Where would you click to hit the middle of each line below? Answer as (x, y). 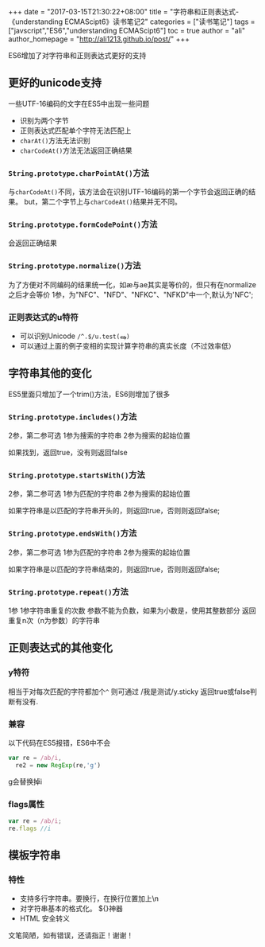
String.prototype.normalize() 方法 (75, 266)
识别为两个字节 (44, 120)
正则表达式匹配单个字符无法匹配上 (75, 131)
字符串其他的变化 (50, 374)
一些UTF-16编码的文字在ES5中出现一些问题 (79, 103)
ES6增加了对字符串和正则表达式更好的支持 (77, 55)
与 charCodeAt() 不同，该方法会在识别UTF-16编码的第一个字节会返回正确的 (129, 192)
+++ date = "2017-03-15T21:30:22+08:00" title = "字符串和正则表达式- (124, 12)
